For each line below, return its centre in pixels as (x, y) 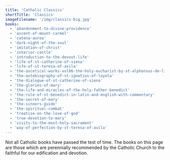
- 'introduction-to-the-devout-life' (50, 57)
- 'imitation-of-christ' (36, 48)
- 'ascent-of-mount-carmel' (39, 33)
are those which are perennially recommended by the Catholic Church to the (85, 147)
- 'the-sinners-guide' (34, 104)
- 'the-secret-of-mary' (35, 99)
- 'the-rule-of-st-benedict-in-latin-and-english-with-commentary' (82, 95)
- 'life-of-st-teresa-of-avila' (44, 66)
